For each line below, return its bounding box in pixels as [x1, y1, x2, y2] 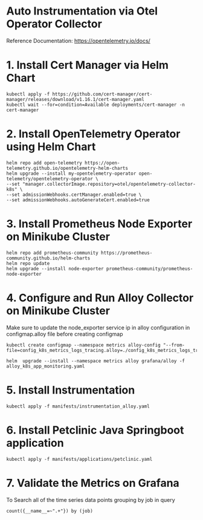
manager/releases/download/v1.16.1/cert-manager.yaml [6, 96, 145, 102]
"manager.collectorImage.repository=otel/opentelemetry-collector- [22, 181, 196, 187]
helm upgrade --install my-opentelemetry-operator [6, 171, 137, 177]
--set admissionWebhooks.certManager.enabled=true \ [6, 192, 142, 198]
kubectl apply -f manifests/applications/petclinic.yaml [6, 456, 153, 462]
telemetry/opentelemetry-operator [6, 175, 94, 182]
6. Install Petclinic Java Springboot [6, 423, 184, 437]
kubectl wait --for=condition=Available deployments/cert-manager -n [6, 102, 185, 108]
